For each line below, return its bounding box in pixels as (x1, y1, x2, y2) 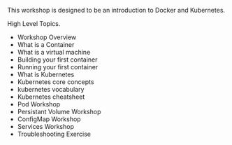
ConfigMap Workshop (17, 115, 82, 123)
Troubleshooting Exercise (17, 130, 91, 138)
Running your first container (17, 63, 99, 71)
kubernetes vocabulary (17, 85, 85, 93)
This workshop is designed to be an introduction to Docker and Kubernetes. (7, 6, 226, 14)
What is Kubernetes (17, 70, 75, 78)
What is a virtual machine (17, 48, 91, 56)
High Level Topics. (7, 20, 61, 27)
